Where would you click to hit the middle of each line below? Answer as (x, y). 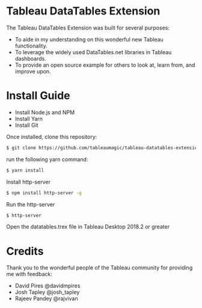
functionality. (31, 46)
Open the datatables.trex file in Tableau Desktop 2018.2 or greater (88, 227)
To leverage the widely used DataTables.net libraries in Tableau (93, 52)
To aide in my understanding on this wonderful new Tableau (89, 39)
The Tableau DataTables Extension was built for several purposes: (88, 28)
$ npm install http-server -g (44, 193)
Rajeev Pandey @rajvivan (46, 298)
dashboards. (30, 58)
